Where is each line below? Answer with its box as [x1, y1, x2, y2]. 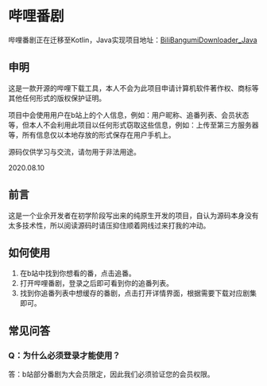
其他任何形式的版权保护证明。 [8, 93, 106, 103]
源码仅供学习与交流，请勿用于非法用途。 [8, 146, 141, 156]
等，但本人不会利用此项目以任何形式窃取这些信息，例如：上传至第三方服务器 [8, 120, 259, 130]
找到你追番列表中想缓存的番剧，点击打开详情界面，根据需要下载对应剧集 [19, 288, 257, 298]
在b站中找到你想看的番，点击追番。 [19, 268, 137, 279]
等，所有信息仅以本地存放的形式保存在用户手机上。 [8, 130, 176, 139]
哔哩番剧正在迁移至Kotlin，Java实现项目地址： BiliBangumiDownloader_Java [8, 35, 257, 45]
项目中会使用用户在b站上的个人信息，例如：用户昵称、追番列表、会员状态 [8, 110, 250, 119]
